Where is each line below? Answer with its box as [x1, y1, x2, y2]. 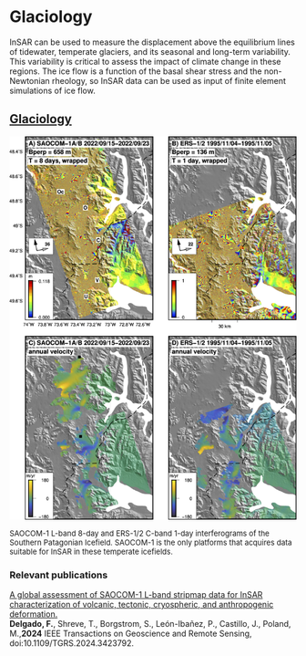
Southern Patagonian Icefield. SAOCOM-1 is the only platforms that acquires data [9, 536, 293, 547]
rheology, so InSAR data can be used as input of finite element [51, 75, 287, 86]
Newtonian [9, 75, 50, 86]
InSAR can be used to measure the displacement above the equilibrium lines [9, 36, 296, 47]
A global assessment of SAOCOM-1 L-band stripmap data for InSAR [9, 589, 263, 600]
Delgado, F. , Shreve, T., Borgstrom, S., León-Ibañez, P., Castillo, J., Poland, [9, 619, 291, 630]
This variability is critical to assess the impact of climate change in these [9, 56, 281, 67]
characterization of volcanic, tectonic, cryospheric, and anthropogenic [9, 599, 274, 610]
